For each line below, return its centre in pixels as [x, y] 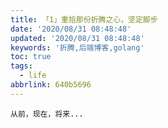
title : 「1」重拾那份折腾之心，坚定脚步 [84, 19]
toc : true [31, 57]
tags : [21, 66]
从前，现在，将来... [47, 114]
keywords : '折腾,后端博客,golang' [77, 47]
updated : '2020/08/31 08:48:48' [77, 38]
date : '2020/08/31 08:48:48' [71, 29]
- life [33, 76]
